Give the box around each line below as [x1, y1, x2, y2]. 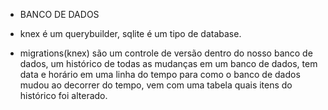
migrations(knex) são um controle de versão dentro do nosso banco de [19, 47, 313, 59]
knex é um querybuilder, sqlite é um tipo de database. [19, 28, 242, 39]
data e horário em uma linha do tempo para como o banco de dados [19, 69, 301, 80]
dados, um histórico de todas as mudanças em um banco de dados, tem [19, 58, 318, 69]
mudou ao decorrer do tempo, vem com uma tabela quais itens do [19, 79, 293, 91]
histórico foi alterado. [19, 90, 108, 101]
